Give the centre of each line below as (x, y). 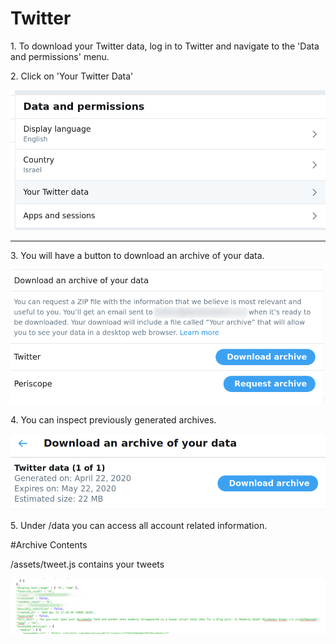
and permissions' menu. (60, 56)
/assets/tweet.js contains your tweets (87, 564)
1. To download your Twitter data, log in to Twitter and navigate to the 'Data (165, 46)
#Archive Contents (49, 545)
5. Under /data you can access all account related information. (139, 526)
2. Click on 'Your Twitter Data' (72, 76)
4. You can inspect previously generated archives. (113, 419)
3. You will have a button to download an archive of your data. (137, 256)
